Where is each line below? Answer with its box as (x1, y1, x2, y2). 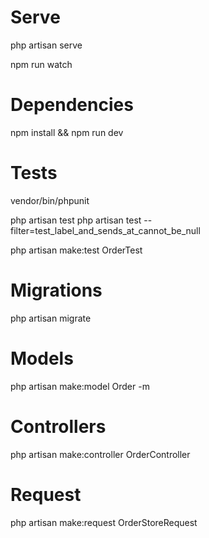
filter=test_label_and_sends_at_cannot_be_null (10, 224, 201, 236)
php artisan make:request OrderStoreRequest (10, 516, 198, 528)
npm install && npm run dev (10, 126, 124, 138)
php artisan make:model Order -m (10, 380, 150, 392)
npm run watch (10, 58, 73, 70)
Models (10, 347, 74, 370)
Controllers (10, 415, 107, 438)
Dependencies (10, 94, 134, 116)
